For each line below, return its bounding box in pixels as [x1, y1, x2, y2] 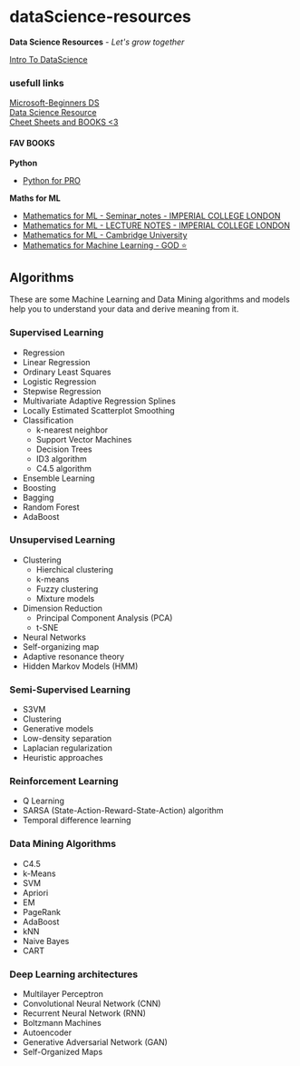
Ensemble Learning [22, 473, 95, 483]
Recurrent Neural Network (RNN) [22, 1008, 147, 1019]
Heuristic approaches [22, 752, 103, 763]
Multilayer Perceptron [22, 989, 104, 1000]
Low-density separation [22, 733, 112, 744]
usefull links [9, 76, 65, 89]
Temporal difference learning [22, 815, 131, 826]
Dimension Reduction [22, 603, 102, 613]
